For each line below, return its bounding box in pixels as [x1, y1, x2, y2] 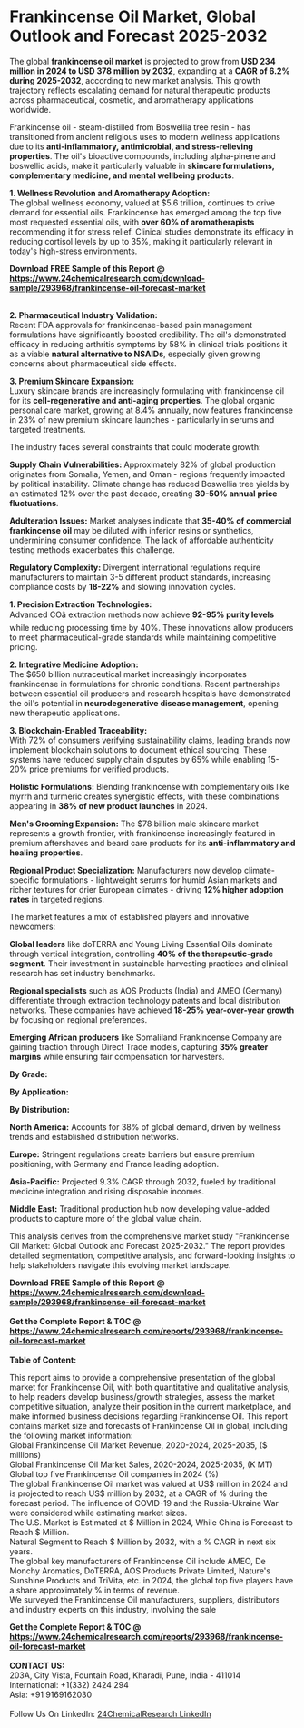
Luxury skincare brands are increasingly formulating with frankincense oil [9, 385, 284, 396]
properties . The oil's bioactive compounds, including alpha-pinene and [9, 150, 277, 161]
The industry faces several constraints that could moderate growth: [9, 441, 261, 452]
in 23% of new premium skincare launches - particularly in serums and [9, 414, 275, 425]
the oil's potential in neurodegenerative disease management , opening [9, 697, 279, 708]
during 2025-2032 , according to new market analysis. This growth [9, 75, 260, 85]
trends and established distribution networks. [9, 1131, 179, 1142]
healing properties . [9, 847, 83, 858]
